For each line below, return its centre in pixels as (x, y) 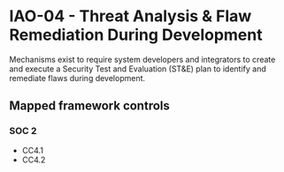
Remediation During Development (136, 35)
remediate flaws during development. (77, 78)
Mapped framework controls (90, 106)
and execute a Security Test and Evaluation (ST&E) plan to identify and (138, 69)
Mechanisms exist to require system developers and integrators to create (142, 59)
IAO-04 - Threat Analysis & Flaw (130, 16)
